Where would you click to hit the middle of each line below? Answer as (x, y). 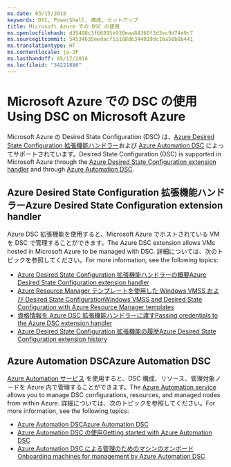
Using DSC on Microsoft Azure (96, 117)
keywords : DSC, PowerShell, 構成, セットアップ (73, 20)
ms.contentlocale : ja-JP (43, 53)
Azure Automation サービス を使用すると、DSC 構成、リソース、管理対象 (111, 378)
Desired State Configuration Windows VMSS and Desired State (114, 300)
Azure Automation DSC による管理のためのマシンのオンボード (105, 449)
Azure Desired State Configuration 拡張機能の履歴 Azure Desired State (117, 331)
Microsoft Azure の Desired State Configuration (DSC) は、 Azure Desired (111, 136)
